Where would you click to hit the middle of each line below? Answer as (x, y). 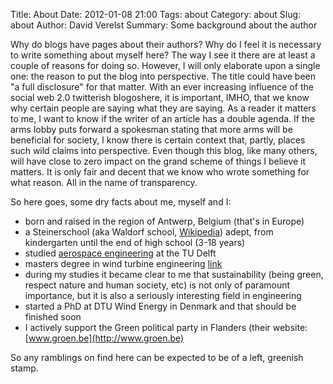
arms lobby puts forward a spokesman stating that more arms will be (151, 129)
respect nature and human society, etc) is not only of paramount (157, 285)
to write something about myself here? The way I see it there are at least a (163, 55)
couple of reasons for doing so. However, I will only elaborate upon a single (165, 65)
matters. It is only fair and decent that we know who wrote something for (160, 172)
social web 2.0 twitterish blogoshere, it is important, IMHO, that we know (160, 97)
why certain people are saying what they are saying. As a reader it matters (163, 108)
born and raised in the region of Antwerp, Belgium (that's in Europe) (164, 221)
